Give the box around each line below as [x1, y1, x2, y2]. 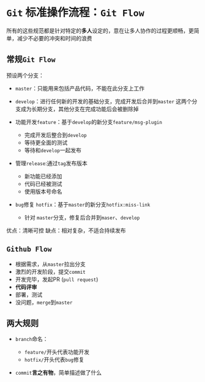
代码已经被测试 [24, 180, 62, 187]
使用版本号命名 [24, 188, 62, 195]
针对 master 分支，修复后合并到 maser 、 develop [24, 213, 140, 221]
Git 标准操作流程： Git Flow [6, 6, 145, 20]
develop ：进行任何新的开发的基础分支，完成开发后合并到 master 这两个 [15, 97, 192, 105]
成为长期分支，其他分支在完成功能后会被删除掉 [20, 105, 139, 112]
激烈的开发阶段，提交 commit [15, 268, 86, 275]
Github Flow [6, 245, 52, 254]
